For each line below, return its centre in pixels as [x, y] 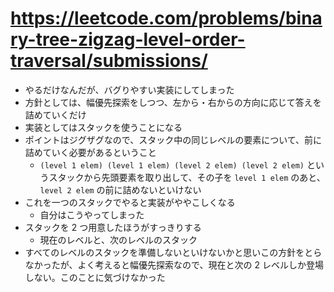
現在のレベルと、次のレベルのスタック [118, 239]
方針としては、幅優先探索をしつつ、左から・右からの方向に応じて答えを [173, 102]
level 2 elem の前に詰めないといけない [120, 189]
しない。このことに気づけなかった [95, 277]
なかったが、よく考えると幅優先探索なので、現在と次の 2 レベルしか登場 [174, 264]
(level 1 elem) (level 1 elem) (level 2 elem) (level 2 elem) [172, 165]
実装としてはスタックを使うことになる [103, 127]
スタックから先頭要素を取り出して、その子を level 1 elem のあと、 [187, 177]
